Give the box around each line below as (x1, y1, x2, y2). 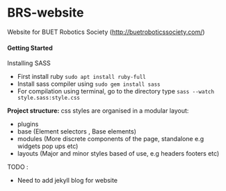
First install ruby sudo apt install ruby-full (17, 73, 146, 81)
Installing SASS (7, 59, 51, 67)
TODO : (7, 163, 29, 171)
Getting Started (7, 44, 54, 52)
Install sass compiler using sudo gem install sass (17, 80, 161, 88)
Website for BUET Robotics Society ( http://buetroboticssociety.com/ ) (7, 28, 205, 36)
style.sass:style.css (17, 95, 80, 102)
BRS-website (7, 5, 85, 21)
